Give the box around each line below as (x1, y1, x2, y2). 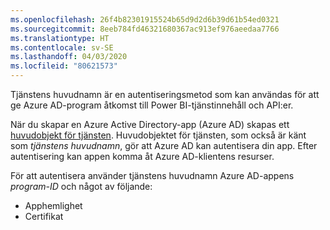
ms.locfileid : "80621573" (10, 61, 118, 71)
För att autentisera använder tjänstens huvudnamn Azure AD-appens (10, 170, 295, 181)
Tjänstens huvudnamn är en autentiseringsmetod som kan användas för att (10, 89, 320, 100)
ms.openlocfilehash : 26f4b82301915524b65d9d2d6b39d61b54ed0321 (10, 14, 280, 25)
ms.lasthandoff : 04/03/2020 (10, 52, 128, 62)
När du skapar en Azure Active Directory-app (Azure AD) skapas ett (10, 119, 290, 130)
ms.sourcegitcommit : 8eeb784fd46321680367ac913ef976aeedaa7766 (10, 24, 280, 34)
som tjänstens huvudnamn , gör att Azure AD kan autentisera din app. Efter (10, 140, 318, 151)
